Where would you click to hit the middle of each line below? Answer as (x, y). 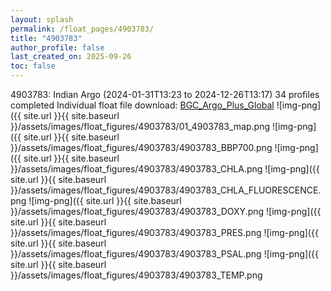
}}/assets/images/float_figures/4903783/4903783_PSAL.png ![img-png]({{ (165, 254)
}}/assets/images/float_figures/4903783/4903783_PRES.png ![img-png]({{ (164, 232)
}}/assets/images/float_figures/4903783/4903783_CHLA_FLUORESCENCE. (166, 190)
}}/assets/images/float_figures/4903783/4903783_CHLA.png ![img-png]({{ (165, 169)
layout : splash (42, 19)
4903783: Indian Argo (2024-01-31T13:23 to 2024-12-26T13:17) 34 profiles (165, 94)
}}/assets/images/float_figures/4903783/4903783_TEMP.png (136, 275)
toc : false (33, 66)
